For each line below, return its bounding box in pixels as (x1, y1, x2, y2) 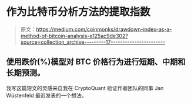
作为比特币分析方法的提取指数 (6, 5, 151, 19)
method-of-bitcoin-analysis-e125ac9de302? (20, 32, 128, 39)
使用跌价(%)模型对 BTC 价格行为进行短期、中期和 (6, 57, 186, 67)
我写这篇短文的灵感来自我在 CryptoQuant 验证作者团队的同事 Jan (6, 84, 164, 91)
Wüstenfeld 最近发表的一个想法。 (6, 92, 87, 99)
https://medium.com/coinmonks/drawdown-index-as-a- (36, 26, 172, 33)
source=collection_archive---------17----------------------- (20, 39, 166, 46)
